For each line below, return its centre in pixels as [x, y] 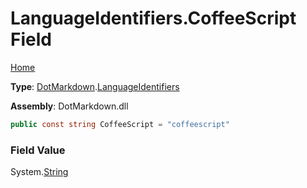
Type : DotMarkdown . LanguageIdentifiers [95, 86]
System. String [39, 172]
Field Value [38, 150]
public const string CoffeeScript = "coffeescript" [120, 124]
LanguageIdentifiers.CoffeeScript [153, 18]
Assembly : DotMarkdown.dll [69, 106]
